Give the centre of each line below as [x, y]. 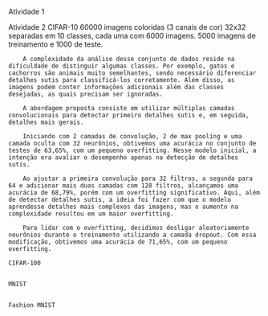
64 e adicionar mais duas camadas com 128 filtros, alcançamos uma [124, 186]
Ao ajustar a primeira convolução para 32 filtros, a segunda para [138, 179]
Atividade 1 [26, 12]
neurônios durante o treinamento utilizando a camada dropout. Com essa [132, 235]
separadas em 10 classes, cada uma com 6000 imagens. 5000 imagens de [132, 36]
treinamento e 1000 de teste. [56, 44]
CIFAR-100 [25, 263]
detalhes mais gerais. [46, 122]
